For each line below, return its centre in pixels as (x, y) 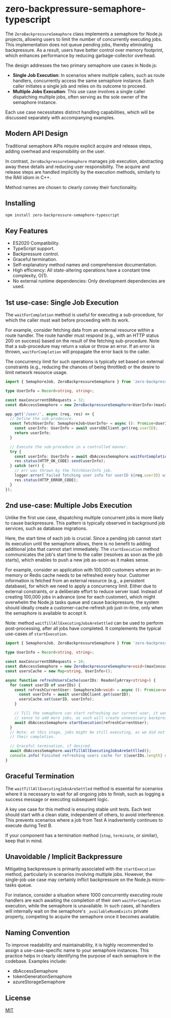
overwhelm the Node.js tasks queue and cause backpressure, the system (82, 602)
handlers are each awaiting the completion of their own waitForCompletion (83, 900)
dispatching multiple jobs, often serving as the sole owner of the (80, 97)
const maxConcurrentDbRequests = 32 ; (45, 400)
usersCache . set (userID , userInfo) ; (56, 699)
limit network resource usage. (36, 372)
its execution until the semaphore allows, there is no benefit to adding (78, 544)
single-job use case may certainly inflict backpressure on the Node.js (78, 880)
